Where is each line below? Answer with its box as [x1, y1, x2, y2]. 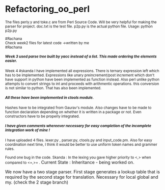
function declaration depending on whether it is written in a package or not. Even [5, 109, 141, 115]
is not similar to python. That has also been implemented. [5, 86, 102, 91]
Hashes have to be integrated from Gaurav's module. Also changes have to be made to [5, 106, 152, 110]
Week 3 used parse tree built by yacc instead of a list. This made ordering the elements [5, 54, 157, 59]
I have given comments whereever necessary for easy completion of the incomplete [5, 123, 151, 128]
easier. [5, 58, 17, 63]
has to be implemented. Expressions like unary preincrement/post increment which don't [5, 73, 155, 78]
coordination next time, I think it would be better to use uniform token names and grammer [5, 142, 158, 147]
